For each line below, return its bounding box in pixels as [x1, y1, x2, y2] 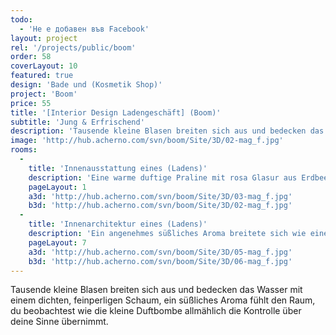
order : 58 [10, 52, 52, 62]
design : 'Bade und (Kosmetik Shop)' [10, 80, 163, 90]
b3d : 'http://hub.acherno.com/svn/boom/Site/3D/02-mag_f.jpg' [28, 201, 293, 211]
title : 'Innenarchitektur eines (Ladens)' [28, 219, 208, 230]
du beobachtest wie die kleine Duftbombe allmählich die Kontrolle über [10, 305, 302, 317]
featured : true [10, 71, 74, 81]
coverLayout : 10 [10, 61, 78, 71]
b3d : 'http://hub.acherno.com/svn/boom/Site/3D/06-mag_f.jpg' [28, 256, 293, 266]
